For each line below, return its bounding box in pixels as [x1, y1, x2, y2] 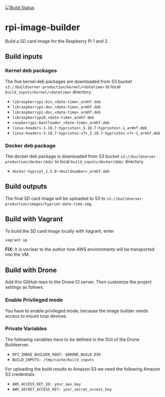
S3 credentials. [5, 371, 36, 377]
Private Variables [5, 325, 47, 332]
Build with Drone [5, 266, 57, 274]
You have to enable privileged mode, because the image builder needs [5, 308, 149, 314]
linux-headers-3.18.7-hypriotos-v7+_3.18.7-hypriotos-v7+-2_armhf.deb [12, 131, 161, 135]
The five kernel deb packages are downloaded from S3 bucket [5, 78, 132, 84]
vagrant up [5, 237, 28, 242]
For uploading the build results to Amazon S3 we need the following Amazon [5, 366, 161, 372]
